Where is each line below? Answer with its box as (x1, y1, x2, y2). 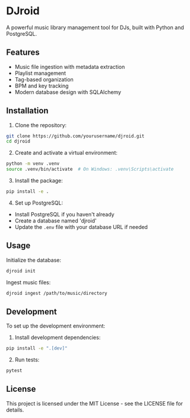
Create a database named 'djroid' (14, 217, 97, 224)
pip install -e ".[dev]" (6, 345, 68, 351)
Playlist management (14, 70, 66, 77)
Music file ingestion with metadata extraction (14, 63, 125, 70)
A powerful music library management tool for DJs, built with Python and (6, 24, 184, 31)
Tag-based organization (14, 76, 74, 83)
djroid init (6, 268, 36, 274)
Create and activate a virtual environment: (14, 149, 118, 156)
